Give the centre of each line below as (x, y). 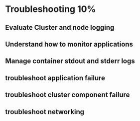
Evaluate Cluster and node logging (60, 28)
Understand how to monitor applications (69, 44)
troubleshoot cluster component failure (68, 95)
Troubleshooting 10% (51, 9)
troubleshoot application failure (55, 78)
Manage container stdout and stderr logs (70, 61)
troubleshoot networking (45, 112)
